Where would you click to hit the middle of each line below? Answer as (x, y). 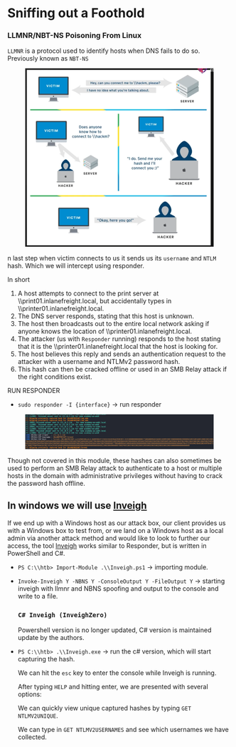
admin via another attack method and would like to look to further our (109, 538)
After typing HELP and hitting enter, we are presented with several (113, 687)
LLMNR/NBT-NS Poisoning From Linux (75, 36)
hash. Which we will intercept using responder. (76, 265)
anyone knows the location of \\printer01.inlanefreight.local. (105, 331)
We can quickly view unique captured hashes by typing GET (104, 708)
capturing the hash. (46, 659)
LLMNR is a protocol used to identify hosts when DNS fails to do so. (104, 51)
